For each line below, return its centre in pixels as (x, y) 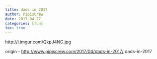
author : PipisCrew (24, 14)
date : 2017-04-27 (23, 19)
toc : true (15, 28)
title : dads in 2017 (27, 10)
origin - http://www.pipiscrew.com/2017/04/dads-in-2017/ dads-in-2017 (79, 52)
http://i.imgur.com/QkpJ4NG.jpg (38, 42)
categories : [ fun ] (24, 23)
